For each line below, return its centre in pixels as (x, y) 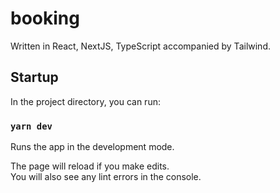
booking (45, 18)
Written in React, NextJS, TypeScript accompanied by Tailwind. (140, 46)
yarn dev (31, 126)
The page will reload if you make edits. (90, 166)
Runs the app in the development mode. (92, 147)
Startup (34, 77)
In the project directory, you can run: (85, 101)
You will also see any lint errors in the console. (106, 177)
